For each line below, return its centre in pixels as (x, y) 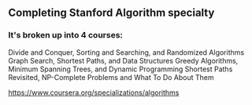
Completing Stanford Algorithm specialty (111, 13)
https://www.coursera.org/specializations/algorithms (94, 92)
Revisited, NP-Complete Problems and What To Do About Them (111, 77)
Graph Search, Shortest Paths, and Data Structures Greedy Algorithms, (123, 60)
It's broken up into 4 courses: (66, 35)
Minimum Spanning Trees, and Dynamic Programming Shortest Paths (120, 69)
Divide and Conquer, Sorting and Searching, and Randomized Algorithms (126, 52)
